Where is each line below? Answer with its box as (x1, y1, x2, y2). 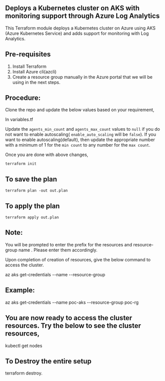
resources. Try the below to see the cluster (5, 322, 141, 330)
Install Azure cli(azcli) (12, 68, 57, 74)
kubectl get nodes (5, 343, 42, 349)
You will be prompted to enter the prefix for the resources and (5, 241, 132, 247)
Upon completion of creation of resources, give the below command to (5, 256, 151, 262)
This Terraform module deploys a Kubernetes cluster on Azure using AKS (5, 25, 156, 31)
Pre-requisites (5, 50, 51, 59)
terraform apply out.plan (5, 215, 59, 220)
